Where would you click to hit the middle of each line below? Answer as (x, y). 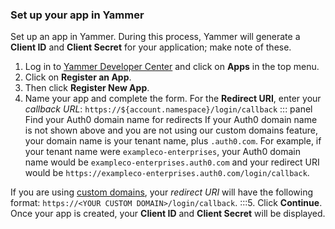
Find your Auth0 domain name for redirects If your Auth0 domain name (171, 120)
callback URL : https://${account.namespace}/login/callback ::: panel (168, 109)
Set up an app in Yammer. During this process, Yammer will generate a (155, 37)
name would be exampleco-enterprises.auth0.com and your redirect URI (172, 162)
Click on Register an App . (78, 77)
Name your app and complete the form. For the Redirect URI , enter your (173, 99)
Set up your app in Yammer (77, 15)
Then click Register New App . (87, 88)
